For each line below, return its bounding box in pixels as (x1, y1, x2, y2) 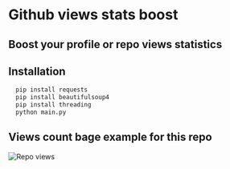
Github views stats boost (8, 6, 179, 24)
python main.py (15, 108, 67, 117)
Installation (8, 64, 66, 78)
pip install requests (15, 86, 88, 94)
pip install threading (15, 101, 92, 109)
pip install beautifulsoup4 (15, 94, 110, 102)
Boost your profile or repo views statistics (8, 38, 223, 51)
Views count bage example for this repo (8, 131, 212, 144)
